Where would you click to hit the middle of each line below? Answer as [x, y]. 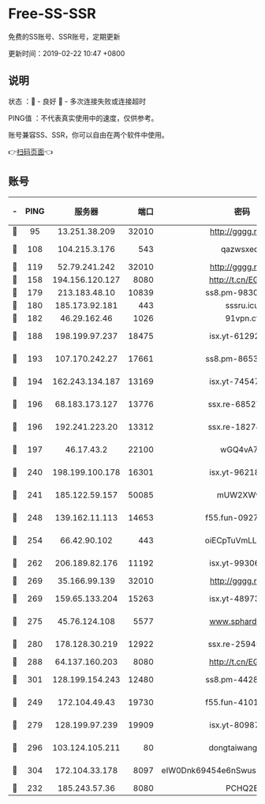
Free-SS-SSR [52, 14]
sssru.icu [242, 305]
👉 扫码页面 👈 [31, 152]
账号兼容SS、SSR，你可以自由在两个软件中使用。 [88, 134]
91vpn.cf [242, 318]
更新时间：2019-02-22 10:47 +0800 [67, 53]
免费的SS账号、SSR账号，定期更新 [64, 36]
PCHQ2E [242, 788]
